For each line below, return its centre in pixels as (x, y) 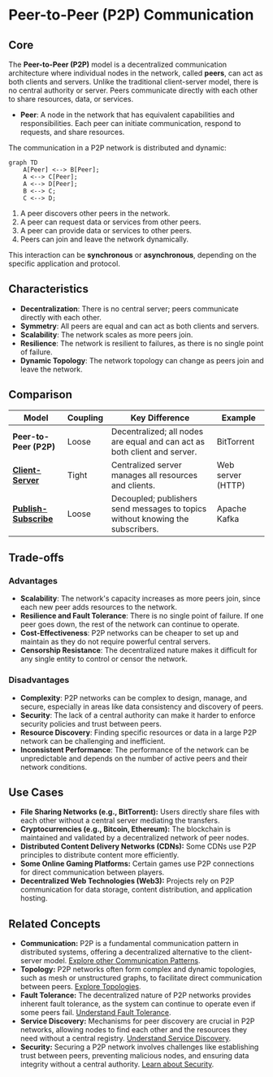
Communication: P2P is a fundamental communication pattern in (129, 944)
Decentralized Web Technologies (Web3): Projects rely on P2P (127, 881)
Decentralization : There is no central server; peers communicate (129, 308)
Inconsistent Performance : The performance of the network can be (134, 749)
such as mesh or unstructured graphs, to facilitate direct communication (141, 978)
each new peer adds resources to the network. (98, 607)
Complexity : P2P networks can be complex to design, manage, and (134, 697)
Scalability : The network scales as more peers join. (106, 334)
